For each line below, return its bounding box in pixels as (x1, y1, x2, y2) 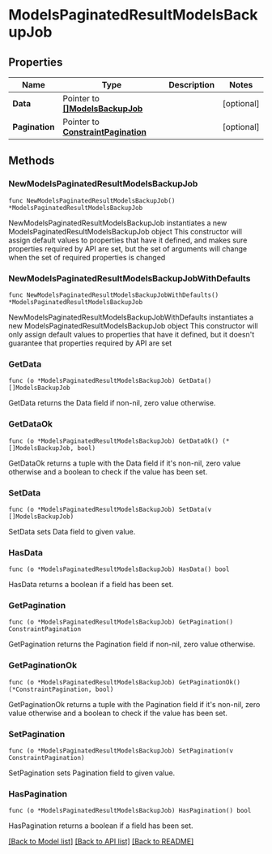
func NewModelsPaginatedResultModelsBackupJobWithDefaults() (8, 290, 219, 299)
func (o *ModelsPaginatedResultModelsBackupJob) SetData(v (8, 505, 212, 513)
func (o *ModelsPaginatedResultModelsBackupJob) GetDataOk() (8, 436, 219, 445)
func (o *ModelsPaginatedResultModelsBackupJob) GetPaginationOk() (8, 678, 241, 686)
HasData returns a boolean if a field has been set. (8, 580, 174, 590)
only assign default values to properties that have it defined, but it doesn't (8, 329, 255, 339)
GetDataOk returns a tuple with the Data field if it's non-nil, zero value (8, 458, 241, 468)
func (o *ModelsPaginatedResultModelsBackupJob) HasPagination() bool (8, 807, 252, 815)
